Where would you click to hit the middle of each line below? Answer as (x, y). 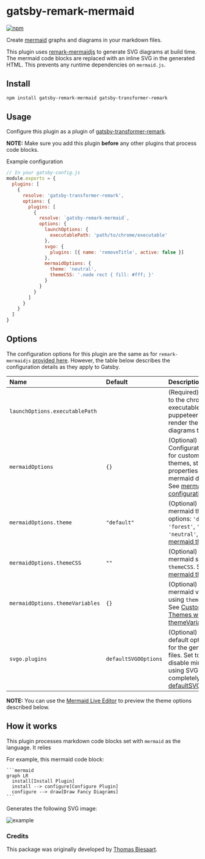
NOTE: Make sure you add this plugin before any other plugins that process (102, 143)
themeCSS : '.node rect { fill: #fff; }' (102, 275)
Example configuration (35, 162)
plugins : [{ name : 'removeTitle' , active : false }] (117, 252)
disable (178, 663)
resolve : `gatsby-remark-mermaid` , (84, 218)
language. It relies (29, 747)
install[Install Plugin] (43, 781)
